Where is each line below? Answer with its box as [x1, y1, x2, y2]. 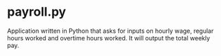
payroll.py [7, 4, 67, 20]
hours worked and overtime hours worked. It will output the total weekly [7, 33, 211, 42]
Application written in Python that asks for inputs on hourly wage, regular [7, 27, 214, 35]
